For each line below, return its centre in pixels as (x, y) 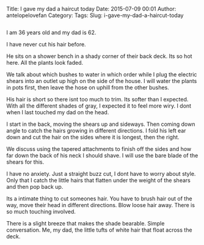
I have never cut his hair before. (46, 44)
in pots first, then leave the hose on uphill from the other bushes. (88, 87)
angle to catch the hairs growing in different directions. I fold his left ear (96, 130)
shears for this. (25, 162)
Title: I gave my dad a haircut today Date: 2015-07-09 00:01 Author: (91, 9)
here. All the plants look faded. (45, 63)
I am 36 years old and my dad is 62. (51, 32)
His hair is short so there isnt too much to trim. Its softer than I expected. (97, 99)
